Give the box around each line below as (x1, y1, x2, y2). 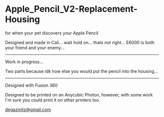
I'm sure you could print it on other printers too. (5, 97, 101, 103)
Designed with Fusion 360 (5, 82, 58, 88)
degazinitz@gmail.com (5, 106, 51, 112)
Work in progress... (5, 59, 43, 65)
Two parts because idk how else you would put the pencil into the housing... (5, 68, 158, 74)
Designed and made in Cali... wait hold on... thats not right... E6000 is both (5, 39, 155, 45)
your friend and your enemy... (5, 45, 65, 50)
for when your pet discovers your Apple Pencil (5, 30, 99, 36)
